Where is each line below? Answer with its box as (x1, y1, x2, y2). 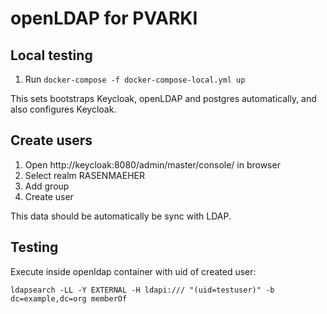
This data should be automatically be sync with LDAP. (10, 210, 232, 222)
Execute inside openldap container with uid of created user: (10, 265, 257, 277)
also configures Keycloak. (10, 103, 117, 115)
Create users (10, 132, 93, 149)
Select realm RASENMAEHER (24, 169, 145, 181)
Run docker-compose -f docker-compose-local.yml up (24, 73, 246, 85)
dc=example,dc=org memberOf (10, 293, 128, 304)
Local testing (10, 47, 93, 64)
